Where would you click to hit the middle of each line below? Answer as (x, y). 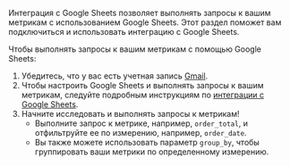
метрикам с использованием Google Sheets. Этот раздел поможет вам (145, 22)
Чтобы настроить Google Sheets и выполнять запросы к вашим (142, 85)
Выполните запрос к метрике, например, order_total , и (141, 123)
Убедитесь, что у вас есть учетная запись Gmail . (115, 76)
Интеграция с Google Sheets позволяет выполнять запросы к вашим (140, 13)
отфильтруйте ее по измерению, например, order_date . (141, 133)
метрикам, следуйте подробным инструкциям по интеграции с (143, 95)
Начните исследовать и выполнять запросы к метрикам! (130, 114)
